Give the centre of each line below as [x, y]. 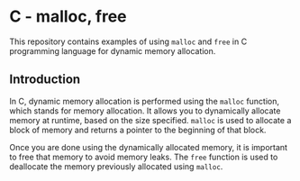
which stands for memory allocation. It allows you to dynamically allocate [145, 111]
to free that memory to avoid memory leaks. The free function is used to [144, 157]
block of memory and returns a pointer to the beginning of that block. [138, 130]
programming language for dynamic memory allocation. [113, 50]
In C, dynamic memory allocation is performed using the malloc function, [145, 101]
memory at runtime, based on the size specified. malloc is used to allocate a [150, 120]
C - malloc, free [68, 17]
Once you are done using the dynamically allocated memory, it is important [149, 147]
